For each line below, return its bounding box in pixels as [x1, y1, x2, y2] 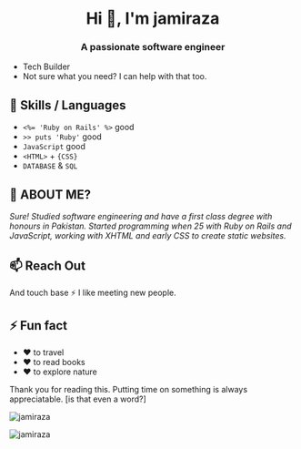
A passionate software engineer [80, 41, 226, 54]
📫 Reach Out [9, 258, 86, 273]
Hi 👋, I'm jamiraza [85, 8, 220, 29]
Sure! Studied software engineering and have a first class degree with [9, 211, 273, 222]
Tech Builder [22, 61, 71, 72]
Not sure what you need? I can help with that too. [22, 71, 207, 82]
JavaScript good [22, 141, 86, 152]
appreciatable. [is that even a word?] [9, 393, 147, 404]
